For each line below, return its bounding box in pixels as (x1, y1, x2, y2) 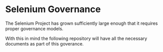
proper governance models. (5, 25, 63, 31)
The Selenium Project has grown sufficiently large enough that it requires (5, 20, 158, 26)
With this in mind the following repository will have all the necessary (5, 35, 147, 41)
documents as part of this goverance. (5, 40, 84, 46)
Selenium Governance (5, 4, 101, 15)
